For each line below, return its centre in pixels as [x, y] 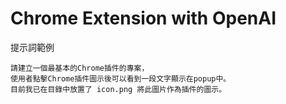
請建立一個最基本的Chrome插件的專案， [80, 68]
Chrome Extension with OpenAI [143, 18]
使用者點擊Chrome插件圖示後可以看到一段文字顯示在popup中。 [121, 78]
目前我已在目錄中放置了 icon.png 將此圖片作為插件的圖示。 [118, 89]
